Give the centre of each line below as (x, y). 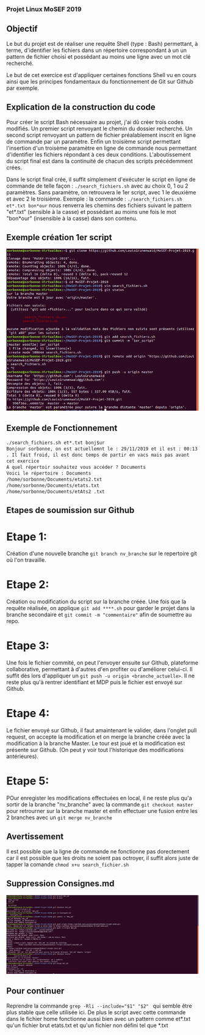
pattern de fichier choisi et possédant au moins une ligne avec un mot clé (99, 56)
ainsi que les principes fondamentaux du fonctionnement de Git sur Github (100, 81)
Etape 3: (28, 646)
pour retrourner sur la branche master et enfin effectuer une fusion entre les (102, 811)
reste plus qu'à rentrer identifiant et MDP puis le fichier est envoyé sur (95, 682)
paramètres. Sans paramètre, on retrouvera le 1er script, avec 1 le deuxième (101, 192)
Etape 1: (27, 536)
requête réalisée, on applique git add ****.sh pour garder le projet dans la (101, 608)
